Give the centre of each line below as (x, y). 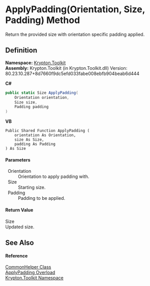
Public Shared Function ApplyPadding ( (48, 131)
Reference (17, 255)
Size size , (26, 102)
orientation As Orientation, (45, 135)
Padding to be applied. (42, 198)
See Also (20, 242)
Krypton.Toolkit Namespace (34, 278)
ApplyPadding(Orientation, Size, (75, 9)
